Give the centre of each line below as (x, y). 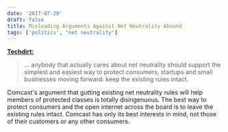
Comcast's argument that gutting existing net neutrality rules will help (105, 93)
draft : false (26, 20)
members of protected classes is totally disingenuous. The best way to (107, 100)
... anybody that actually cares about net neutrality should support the (122, 65)
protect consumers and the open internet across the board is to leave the (110, 107)
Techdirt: (21, 52)
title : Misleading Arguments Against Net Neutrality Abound (95, 26)
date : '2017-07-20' (35, 13)
